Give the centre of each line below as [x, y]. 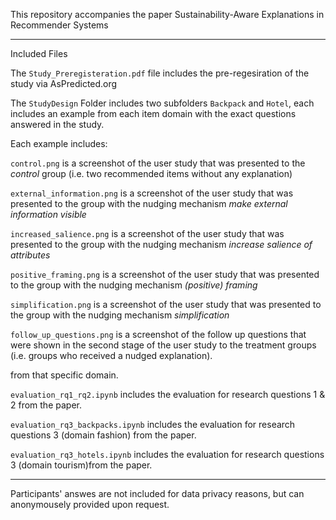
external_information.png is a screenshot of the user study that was [152, 193]
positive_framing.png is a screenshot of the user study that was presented [165, 274]
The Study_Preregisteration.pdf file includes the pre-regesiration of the [160, 73]
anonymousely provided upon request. [90, 504]
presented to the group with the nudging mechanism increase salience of [161, 244]
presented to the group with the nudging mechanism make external [149, 203]
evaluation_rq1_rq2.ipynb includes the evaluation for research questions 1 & [168, 394]
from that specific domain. [64, 375]
